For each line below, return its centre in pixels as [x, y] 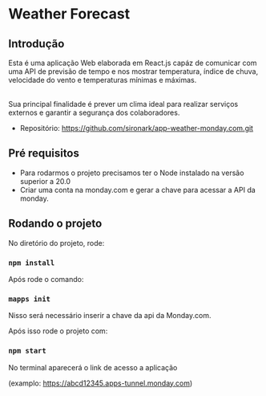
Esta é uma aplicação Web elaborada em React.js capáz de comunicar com [133, 63]
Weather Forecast [69, 14]
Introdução [36, 44]
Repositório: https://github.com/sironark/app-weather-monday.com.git [137, 128]
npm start [27, 351]
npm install [32, 263]
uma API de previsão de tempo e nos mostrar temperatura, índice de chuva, [133, 71]
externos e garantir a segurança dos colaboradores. [94, 112]
